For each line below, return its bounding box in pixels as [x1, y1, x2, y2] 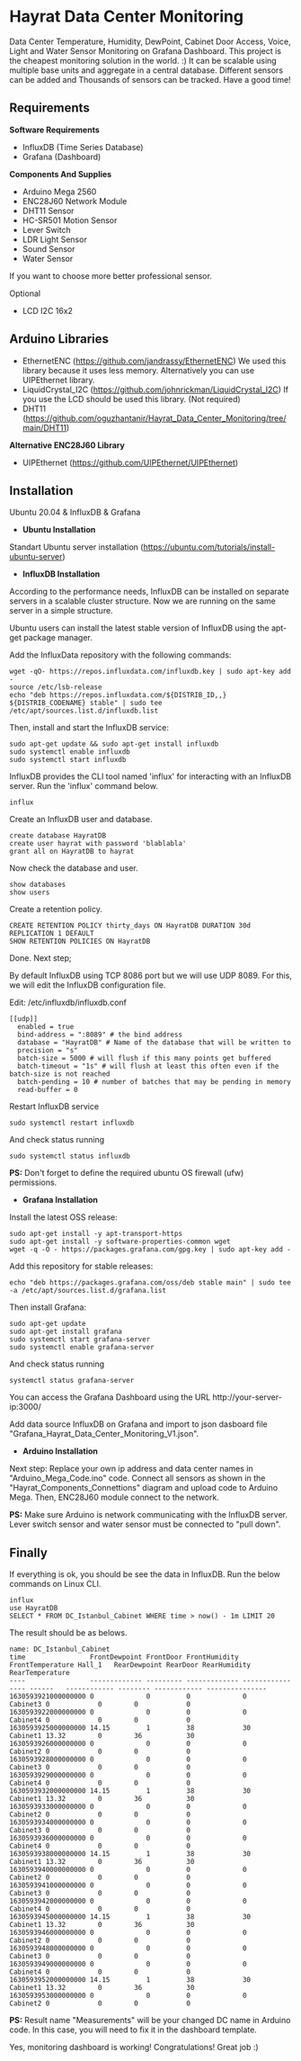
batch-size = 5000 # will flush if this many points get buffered [17, 1054, 271, 1063]
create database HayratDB [9, 831, 106, 840]
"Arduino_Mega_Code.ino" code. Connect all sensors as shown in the [9, 1473, 266, 1483]
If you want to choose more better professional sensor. [9, 270, 213, 281]
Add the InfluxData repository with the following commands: [9, 650, 232, 660]
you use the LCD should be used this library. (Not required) [22, 393, 241, 404]
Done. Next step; [9, 953, 72, 963]
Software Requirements [9, 124, 101, 135]
